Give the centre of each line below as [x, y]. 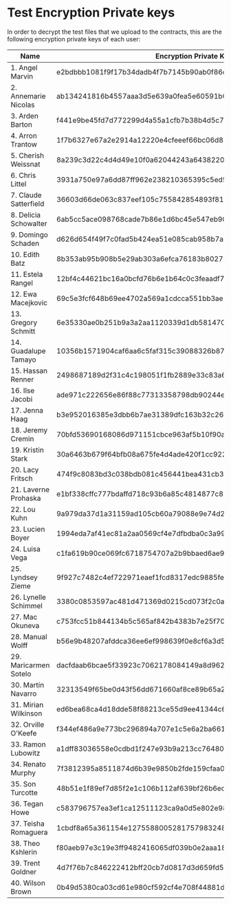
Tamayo [23, 360]
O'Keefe [24, 733]
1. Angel [24, 67]
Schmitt [23, 331]
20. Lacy [25, 470]
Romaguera [29, 832]
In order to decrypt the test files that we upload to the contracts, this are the [114, 32]
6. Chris [23, 175]
